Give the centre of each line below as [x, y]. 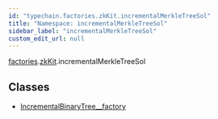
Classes [29, 87]
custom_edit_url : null [46, 38]
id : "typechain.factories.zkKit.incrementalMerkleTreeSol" [110, 16]
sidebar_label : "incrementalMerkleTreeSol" [83, 31]
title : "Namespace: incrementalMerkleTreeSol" [88, 23]
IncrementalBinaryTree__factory [73, 107]
